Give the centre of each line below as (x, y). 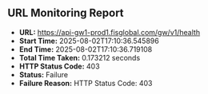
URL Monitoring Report (66, 13)
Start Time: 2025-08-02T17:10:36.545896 (89, 41)
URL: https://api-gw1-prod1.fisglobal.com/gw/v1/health (110, 32)
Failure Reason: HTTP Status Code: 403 (86, 83)
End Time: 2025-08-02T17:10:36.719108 (86, 49)
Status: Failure (44, 74)
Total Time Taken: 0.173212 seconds (80, 57)
